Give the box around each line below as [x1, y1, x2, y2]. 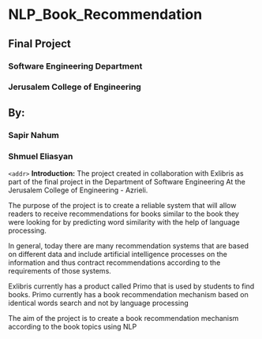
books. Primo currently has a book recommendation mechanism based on [8, 290, 249, 300]
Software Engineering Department [8, 61, 143, 72]
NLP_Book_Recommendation [8, 6, 203, 24]
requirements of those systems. [8, 266, 112, 276]
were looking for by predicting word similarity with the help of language [8, 218, 241, 227]
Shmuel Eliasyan [8, 151, 73, 162]
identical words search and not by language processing [8, 298, 189, 308]
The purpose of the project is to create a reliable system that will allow [8, 201, 237, 210]
